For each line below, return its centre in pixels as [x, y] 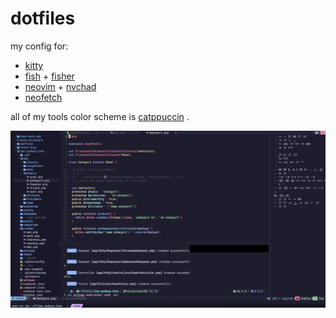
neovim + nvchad [60, 86]
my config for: [39, 46]
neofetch [43, 97]
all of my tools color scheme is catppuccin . [100, 116]
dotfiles [43, 18]
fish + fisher [49, 76]
